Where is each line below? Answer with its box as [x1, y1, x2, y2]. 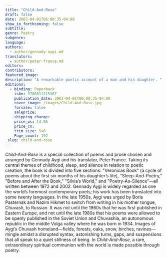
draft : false [5, 12, 32, 17]
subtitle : [5, 26, 26, 31]
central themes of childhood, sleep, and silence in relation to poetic [5, 162, 144, 168]
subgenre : [5, 36, 26, 41]
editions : [5, 82, 26, 87]
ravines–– [136, 226, 156, 232]
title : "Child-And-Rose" [5, 7, 57, 13]
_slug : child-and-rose [5, 138, 52, 143]
